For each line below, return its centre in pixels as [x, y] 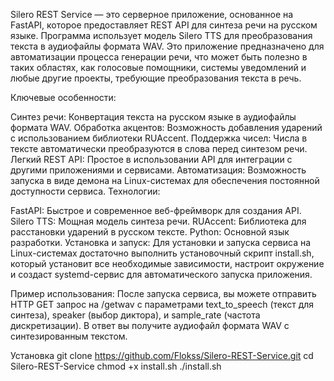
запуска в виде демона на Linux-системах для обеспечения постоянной [165, 180]
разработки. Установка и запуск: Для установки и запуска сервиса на [161, 242]
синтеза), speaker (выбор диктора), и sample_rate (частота [135, 315]
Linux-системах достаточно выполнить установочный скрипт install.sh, [162, 253]
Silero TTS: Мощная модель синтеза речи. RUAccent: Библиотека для [158, 221]
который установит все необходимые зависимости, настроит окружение [167, 263]
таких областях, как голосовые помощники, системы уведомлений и [158, 67]
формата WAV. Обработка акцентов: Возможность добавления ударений [166, 127]
